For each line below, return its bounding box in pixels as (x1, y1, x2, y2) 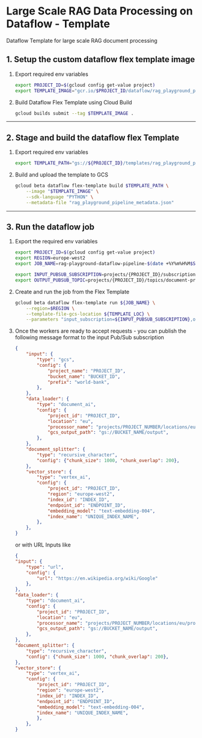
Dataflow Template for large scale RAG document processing (6, 37, 158, 44)
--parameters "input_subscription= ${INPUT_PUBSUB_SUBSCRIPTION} (26, 316, 191, 323)
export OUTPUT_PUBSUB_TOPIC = (14, 277, 88, 283)
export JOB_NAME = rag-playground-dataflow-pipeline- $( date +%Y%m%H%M (14, 261, 191, 267)
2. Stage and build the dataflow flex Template (6, 133, 180, 143)
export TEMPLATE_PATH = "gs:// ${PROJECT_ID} (14, 160, 123, 166)
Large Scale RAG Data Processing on (6, 4, 194, 18)
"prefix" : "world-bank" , (47, 379, 110, 385)
